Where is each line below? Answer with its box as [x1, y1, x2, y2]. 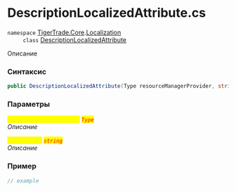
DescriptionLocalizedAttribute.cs [7, 5, 206, 21]
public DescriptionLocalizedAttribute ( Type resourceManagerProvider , [7, 83, 216, 90]
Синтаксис [7, 67, 47, 77]
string [43, 138, 63, 145]
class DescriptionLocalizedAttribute [22, 35, 126, 44]
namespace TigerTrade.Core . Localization [7, 28, 122, 37]
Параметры [7, 100, 51, 110]
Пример [7, 162, 37, 171]
